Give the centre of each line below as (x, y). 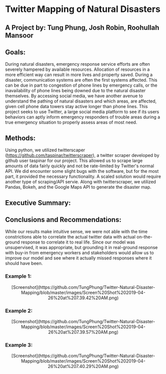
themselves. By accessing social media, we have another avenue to (74, 96)
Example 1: (18, 276)
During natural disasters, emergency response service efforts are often (78, 64)
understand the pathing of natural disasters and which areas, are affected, (81, 101)
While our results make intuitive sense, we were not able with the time (76, 232)
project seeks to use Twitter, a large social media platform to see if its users (82, 112)
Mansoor (19, 35)
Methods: (20, 138)
